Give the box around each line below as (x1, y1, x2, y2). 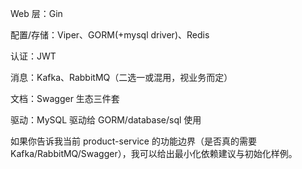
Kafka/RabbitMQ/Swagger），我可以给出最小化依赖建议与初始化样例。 (10, 148, 298, 159)
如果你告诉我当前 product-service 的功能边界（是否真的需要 (10, 135, 257, 147)
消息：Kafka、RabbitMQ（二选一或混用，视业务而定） (10, 72, 233, 83)
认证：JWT (10, 50, 57, 62)
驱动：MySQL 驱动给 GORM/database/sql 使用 (10, 114, 202, 126)
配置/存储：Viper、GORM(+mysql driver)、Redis (10, 29, 210, 41)
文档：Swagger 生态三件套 (10, 93, 120, 104)
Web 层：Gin (10, 8, 63, 19)
